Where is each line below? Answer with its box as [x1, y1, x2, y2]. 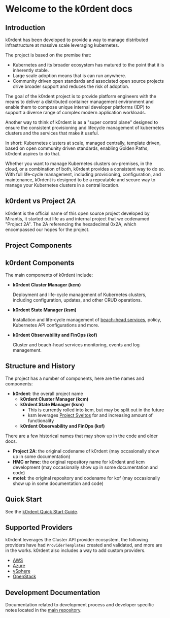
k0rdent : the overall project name [12, 391, 84, 397]
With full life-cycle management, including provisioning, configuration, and [5, 171, 161, 177]
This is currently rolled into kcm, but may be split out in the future [27, 407, 164, 413]
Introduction [5, 23, 46, 32]
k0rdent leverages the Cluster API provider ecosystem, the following [5, 537, 148, 543]
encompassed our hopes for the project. [5, 226, 90, 233]
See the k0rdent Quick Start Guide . [5, 508, 79, 514]
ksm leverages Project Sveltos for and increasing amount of [27, 412, 153, 418]
